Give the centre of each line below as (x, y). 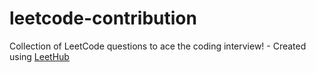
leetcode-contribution (103, 18)
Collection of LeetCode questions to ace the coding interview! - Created (158, 46)
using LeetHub (39, 56)
